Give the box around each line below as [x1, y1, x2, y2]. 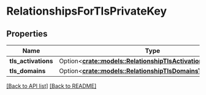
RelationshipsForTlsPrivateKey [6, 4, 167, 18]
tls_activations [9, 57, 53, 65]
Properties [6, 29, 48, 39]
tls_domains [9, 67, 46, 75]
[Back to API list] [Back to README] [6, 82, 97, 90]
